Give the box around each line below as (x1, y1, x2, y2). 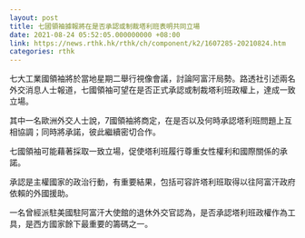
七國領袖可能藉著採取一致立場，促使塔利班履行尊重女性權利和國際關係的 (9, 146, 280, 157)
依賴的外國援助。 (9, 188, 74, 199)
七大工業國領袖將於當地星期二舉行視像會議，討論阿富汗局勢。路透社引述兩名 (9, 74, 296, 84)
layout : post (9, 13, 59, 23)
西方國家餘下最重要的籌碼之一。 (33, 219, 152, 230)
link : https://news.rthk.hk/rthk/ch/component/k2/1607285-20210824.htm (9, 38, 286, 48)
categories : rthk (9, 47, 75, 56)
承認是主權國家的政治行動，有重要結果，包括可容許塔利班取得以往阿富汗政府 (9, 176, 296, 187)
